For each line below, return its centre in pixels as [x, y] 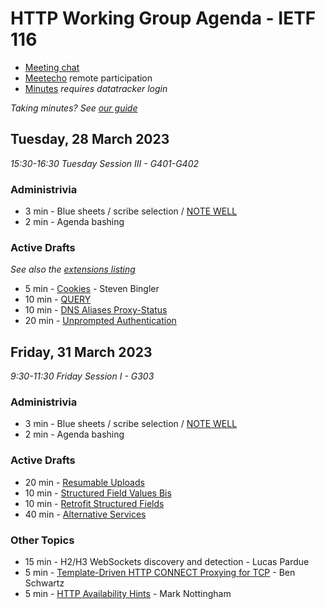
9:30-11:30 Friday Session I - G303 [82, 376]
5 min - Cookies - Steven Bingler [92, 289]
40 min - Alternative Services [85, 514]
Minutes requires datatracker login [96, 88]
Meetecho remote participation [88, 78]
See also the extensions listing [73, 269]
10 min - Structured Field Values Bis [98, 493]
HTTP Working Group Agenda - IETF [163, 18]
